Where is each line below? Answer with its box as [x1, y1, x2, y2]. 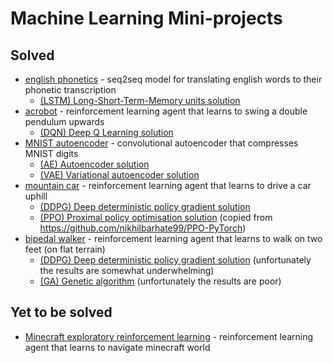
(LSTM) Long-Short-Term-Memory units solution [39, 95, 241, 106]
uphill [24, 190, 48, 202]
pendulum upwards [24, 116, 105, 127]
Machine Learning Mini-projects [10, 7, 283, 30]
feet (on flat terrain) [24, 243, 106, 255]
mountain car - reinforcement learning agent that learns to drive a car [24, 180, 312, 191]
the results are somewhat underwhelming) [39, 265, 215, 276]
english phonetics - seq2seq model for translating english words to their [24, 73, 323, 85]
